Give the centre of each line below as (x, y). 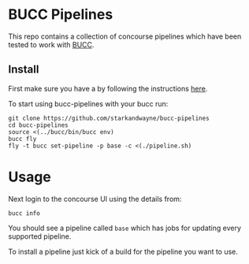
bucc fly (22, 139)
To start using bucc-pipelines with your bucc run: (88, 103)
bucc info (24, 213)
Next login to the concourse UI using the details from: (95, 199)
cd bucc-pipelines (38, 125)
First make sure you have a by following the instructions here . (108, 88)
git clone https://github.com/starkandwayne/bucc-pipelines (109, 118)
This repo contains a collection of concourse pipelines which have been (125, 36)
